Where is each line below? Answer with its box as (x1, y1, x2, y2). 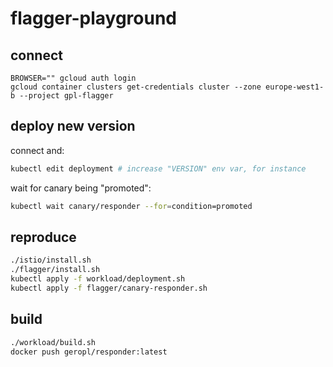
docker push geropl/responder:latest (10, 347, 168, 357)
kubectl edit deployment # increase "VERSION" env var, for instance (10, 163, 307, 174)
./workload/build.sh (10, 337, 97, 347)
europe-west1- (265, 82, 325, 92)
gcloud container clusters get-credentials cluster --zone (10, 82, 262, 92)
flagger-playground (10, 7, 177, 30)
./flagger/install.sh (10, 265, 101, 275)
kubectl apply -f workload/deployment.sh (10, 274, 186, 284)
